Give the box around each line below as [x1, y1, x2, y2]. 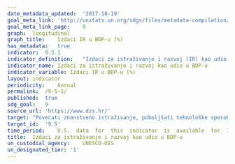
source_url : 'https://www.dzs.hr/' [7, 107, 111, 114]
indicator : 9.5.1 [7, 50, 61, 57]
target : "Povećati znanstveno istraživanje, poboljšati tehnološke [7, 114, 208, 121]
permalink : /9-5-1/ [7, 88, 68, 95]
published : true [7, 95, 58, 102]
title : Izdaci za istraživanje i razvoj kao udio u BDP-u [7, 133, 183, 140]
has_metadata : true [7, 43, 71, 50]
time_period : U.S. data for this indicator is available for [7, 127, 220, 134]
